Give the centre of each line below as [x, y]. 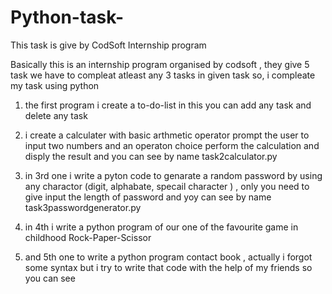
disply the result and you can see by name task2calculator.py [151, 156]
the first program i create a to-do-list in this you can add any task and [168, 105]
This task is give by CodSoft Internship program [108, 45]
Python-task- [67, 17]
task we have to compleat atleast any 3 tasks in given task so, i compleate [163, 75]
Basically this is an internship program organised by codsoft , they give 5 [160, 64]
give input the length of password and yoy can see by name [148, 197]
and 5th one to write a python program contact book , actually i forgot [168, 257]
